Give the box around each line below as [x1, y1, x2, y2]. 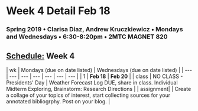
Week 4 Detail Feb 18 [6, 4, 111, 18]
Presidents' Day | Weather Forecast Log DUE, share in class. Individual [6, 79, 178, 86]
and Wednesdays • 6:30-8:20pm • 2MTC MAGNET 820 [6, 32, 168, 41]
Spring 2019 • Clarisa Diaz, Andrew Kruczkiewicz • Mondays [6, 25, 183, 34]
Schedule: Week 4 [6, 51, 75, 61]
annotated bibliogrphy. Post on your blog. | [6, 97, 111, 105]
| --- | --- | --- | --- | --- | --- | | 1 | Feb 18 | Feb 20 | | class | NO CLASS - [6, 73, 183, 80]
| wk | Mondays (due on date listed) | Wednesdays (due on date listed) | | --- [6, 66, 192, 73]
